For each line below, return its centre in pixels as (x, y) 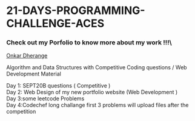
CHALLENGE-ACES (55, 23)
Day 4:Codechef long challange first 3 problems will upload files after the (97, 105)
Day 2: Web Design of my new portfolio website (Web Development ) (92, 92)
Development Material (34, 74)
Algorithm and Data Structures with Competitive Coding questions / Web (97, 67)
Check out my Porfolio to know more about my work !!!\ (89, 43)
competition (21, 112)
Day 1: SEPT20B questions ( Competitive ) (58, 86)
